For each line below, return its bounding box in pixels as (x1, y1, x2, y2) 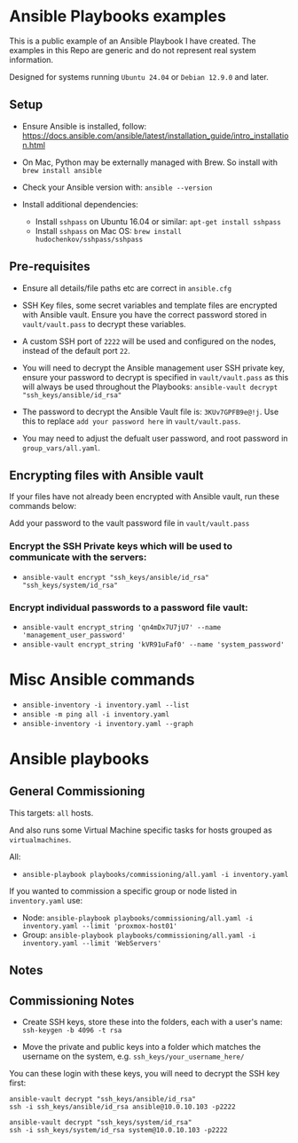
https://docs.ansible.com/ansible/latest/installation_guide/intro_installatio (21, 130, 289, 141)
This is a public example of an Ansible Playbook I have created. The (9, 35, 256, 46)
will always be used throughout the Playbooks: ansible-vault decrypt (21, 381, 278, 392)
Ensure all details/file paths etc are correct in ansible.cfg (21, 282, 232, 294)
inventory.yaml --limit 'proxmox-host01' (21, 921, 177, 930)
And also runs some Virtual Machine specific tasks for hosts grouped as (9, 825, 272, 835)
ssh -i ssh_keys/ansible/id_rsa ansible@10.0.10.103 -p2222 (9, 1102, 237, 1112)
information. (9, 54, 54, 65)
